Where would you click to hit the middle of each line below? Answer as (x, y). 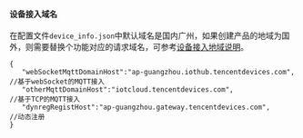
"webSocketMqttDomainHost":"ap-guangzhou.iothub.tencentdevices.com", (158, 73)
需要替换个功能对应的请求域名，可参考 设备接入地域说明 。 (141, 47)
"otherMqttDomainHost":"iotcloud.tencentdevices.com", (127, 90)
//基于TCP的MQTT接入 (45, 100)
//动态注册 (27, 117)
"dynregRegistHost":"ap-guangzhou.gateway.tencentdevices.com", (146, 108)
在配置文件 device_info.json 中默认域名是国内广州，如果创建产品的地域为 (146, 35)
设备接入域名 (33, 14)
